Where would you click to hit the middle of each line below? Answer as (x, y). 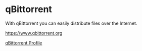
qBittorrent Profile (24, 43)
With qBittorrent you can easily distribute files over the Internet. (71, 23)
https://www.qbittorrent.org (34, 33)
